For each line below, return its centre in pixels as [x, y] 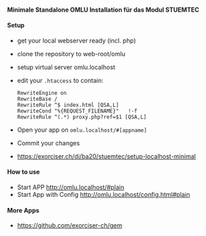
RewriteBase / [37, 99]
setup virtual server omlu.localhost [66, 67]
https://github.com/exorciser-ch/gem [69, 226]
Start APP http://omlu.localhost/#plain [71, 187]
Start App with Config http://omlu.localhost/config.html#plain [103, 194]
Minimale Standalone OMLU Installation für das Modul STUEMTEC [103, 10]
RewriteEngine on [42, 93]
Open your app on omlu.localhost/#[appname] [82, 130]
